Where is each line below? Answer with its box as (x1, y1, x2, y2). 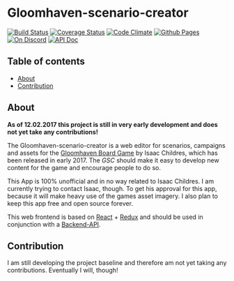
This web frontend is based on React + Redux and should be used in (7, 213, 203, 221)
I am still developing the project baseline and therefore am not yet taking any (7, 259, 227, 267)
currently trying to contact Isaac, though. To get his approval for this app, (7, 184, 217, 192)
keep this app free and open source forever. (7, 199, 134, 207)
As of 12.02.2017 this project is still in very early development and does (7, 120, 218, 128)
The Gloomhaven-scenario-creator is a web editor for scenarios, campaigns (7, 141, 226, 149)
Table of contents (7, 56, 85, 68)
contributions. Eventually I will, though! (7, 266, 118, 275)
